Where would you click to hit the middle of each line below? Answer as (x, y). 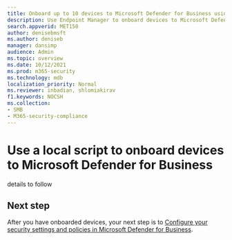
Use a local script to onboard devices (116, 150)
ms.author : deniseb (35, 39)
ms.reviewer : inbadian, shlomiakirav (61, 90)
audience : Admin (30, 52)
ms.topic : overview (35, 59)
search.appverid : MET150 (43, 26)
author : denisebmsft (37, 33)
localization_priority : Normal (52, 84)
